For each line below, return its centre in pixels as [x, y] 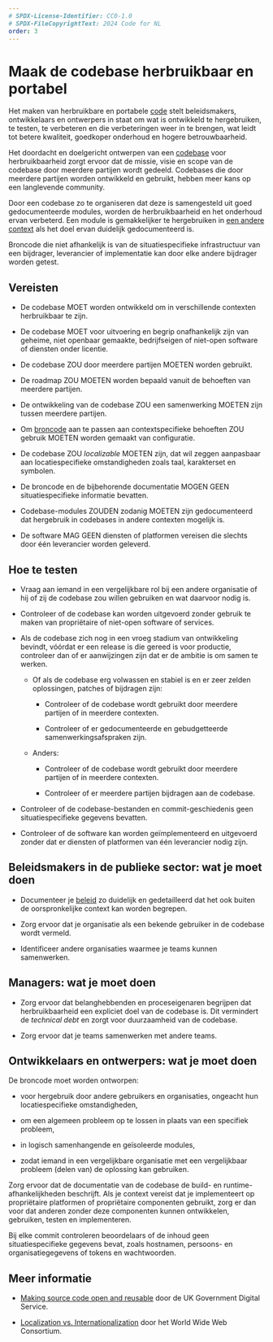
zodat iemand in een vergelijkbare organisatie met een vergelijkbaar [134, 1161]
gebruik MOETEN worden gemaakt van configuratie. [108, 438]
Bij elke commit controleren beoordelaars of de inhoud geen [109, 1235]
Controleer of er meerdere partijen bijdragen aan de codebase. [150, 793]
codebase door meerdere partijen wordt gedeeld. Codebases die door [126, 170]
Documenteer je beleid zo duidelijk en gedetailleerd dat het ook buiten [138, 900]
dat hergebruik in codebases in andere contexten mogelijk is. [122, 520]
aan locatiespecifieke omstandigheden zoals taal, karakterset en [128, 462]
